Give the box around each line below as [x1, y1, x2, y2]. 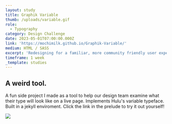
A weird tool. [5, 79, 47, 88]
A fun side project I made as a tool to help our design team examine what [5, 93, 160, 99]
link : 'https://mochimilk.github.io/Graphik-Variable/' [5, 41, 127, 46]
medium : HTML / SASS [5, 46, 50, 51]
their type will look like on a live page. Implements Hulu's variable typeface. [5, 98, 165, 104]
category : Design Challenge [5, 31, 66, 36]
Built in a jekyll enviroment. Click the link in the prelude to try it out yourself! [5, 104, 165, 110]
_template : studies [5, 60, 47, 65]
